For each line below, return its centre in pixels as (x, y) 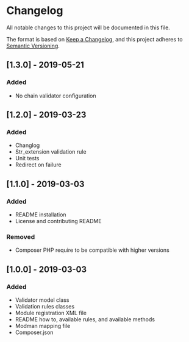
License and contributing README (58, 221)
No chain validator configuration (55, 96)
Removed (21, 237)
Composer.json (34, 332)
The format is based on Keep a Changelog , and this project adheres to (94, 39)
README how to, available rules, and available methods (85, 319)
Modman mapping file (43, 326)
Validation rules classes (45, 306)
